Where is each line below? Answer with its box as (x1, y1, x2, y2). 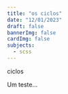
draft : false (7, 23, 44, 30)
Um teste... (7, 80, 38, 89)
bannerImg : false (7, 29, 56, 36)
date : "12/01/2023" (7, 16, 63, 23)
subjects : (7, 42, 35, 49)
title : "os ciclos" (7, 10, 63, 17)
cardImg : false (7, 36, 50, 43)
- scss (13, 49, 32, 56)
